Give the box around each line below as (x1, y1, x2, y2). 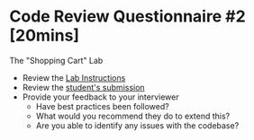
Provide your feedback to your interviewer (22, 92, 179, 102)
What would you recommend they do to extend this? (35, 110, 231, 121)
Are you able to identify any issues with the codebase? (35, 119, 240, 131)
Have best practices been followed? (35, 101, 169, 111)
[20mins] (9, 25, 79, 46)
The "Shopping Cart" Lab (9, 55, 104, 66)
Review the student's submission (22, 82, 146, 92)
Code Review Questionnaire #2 (9, 6, 246, 27)
